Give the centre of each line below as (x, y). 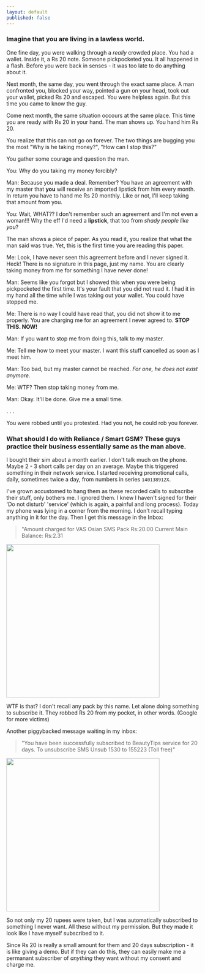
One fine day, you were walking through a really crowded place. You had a (100, 52)
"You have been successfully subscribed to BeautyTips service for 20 (109, 743)
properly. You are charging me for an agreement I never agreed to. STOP (98, 320)
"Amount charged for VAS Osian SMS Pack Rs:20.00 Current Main (105, 529)
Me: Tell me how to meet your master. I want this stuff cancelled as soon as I (103, 350)
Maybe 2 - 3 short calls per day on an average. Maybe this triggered (92, 466)
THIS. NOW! (22, 326)
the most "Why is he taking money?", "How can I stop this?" (82, 147)
